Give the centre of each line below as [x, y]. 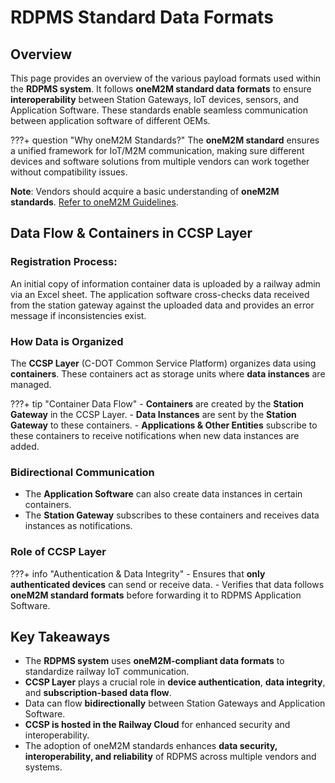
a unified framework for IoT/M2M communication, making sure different [157, 150]
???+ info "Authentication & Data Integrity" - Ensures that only [138, 573]
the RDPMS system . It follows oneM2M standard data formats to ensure [161, 89]
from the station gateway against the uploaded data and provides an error [162, 305]
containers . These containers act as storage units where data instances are [168, 373]
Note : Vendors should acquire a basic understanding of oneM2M [145, 191]
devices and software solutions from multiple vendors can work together [160, 161]
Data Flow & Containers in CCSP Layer [131, 233]
